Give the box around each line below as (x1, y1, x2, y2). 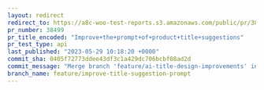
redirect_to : (7, 19, 50, 27)
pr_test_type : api (7, 41, 68, 49)
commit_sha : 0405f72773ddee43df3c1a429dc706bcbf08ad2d (7, 56, 191, 63)
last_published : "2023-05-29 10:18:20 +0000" (7, 48, 159, 56)
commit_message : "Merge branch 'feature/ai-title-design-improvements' (7, 63, 247, 70)
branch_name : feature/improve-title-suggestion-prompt (7, 70, 191, 77)
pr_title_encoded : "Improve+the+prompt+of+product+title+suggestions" (7, 33, 244, 41)
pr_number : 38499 (7, 26, 65, 34)
